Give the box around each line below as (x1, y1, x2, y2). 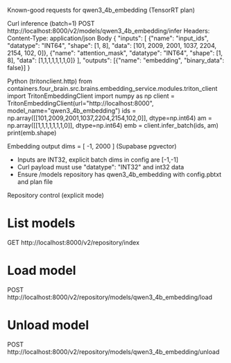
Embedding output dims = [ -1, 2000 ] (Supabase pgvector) (7, 142, 177, 150)
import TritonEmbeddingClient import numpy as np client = (7, 92, 176, 100)
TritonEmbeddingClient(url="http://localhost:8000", (7, 99, 154, 107)
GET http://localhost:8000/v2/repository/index (7, 238, 140, 246)
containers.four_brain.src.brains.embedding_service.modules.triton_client (7, 85, 218, 92)
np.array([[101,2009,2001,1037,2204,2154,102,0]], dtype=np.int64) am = (7, 114, 213, 122)
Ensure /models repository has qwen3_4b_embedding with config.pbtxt (17, 170, 222, 178)
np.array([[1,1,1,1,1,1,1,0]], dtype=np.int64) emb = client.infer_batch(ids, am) (7, 121, 219, 129)
